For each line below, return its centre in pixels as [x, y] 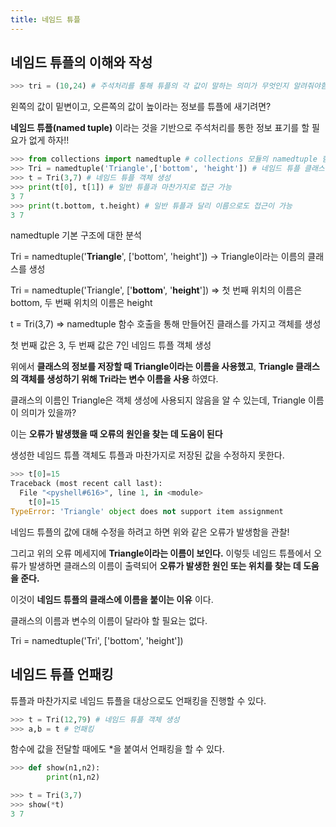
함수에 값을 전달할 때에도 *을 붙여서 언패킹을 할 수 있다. [117, 749]
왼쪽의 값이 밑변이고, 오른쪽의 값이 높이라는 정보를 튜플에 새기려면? [141, 107]
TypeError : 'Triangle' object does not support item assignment [147, 511]
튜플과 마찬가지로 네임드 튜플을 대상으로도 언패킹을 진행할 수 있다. [138, 700]
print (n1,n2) [73, 777]
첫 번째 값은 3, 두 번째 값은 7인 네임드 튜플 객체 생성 [111, 345]
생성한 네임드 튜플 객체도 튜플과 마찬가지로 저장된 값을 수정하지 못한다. [147, 455]
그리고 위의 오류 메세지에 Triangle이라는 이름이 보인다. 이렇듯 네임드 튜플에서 [161, 553]
